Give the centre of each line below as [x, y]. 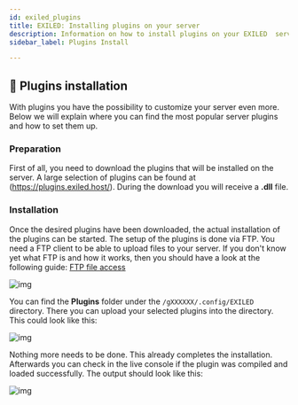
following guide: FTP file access [67, 267]
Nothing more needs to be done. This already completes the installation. [141, 354]
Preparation [35, 149]
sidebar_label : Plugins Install [69, 42]
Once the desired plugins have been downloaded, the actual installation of [145, 229]
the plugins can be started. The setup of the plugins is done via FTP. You [142, 238]
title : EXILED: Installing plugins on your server [105, 26]
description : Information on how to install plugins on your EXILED [138, 34]
